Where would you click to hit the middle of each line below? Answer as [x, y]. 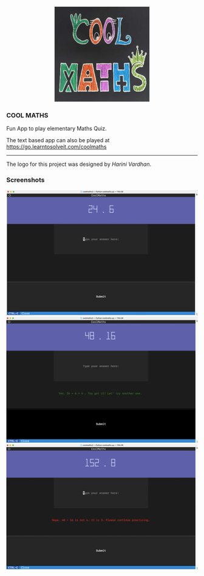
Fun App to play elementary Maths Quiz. [57, 129]
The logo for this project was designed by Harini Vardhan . [79, 164]
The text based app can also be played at [58, 140]
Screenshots [25, 180]
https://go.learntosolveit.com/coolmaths [56, 147]
